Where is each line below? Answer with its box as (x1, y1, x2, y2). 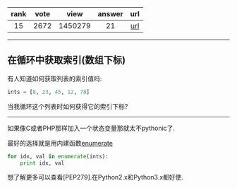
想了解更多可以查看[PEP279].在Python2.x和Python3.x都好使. (7, 173, 183, 182)
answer (97, 9, 123, 18)
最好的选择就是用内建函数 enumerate (7, 139, 113, 147)
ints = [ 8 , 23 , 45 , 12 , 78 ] (7, 88, 90, 95)
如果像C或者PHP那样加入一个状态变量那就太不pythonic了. (7, 124, 175, 132)
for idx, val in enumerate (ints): (7, 153, 109, 160)
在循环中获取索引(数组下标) (7, 54, 126, 66)
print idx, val (20, 159, 65, 167)
